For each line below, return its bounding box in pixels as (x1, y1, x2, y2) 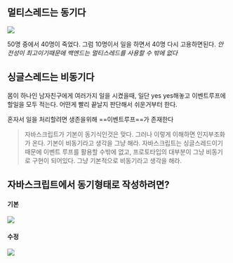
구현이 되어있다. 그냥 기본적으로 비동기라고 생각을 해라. (32, 156, 182, 165)
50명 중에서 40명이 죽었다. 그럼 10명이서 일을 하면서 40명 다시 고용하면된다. (7, 39, 216, 48)
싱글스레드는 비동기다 (7, 71, 95, 83)
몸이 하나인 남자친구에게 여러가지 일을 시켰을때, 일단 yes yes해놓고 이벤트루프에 (7, 91, 226, 100)
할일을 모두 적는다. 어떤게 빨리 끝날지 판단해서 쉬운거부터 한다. (7, 100, 178, 108)
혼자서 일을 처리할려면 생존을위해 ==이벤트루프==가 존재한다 (7, 115, 174, 123)
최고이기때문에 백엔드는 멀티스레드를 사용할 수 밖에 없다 (25, 49, 178, 57)
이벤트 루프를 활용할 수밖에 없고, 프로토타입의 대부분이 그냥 (43, 147, 205, 156)
